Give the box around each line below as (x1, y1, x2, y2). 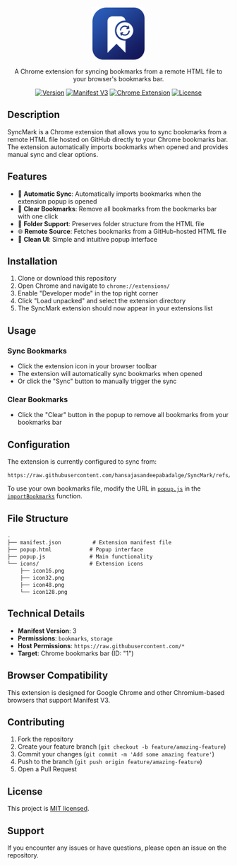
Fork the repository (17, 735, 74, 744)
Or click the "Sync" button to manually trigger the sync (17, 377, 177, 385)
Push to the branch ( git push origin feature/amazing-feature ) (17, 757, 202, 766)
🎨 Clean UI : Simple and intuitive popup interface (17, 235, 157, 243)
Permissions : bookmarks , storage (17, 633, 113, 643)
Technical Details (7, 608, 85, 620)
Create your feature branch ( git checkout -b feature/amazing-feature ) (17, 742, 226, 751)
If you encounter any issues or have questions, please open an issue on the (7, 843, 227, 852)
